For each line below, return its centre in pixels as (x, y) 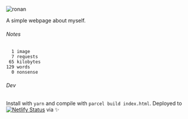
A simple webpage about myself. (46, 20)
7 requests (25, 57)
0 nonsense (25, 72)
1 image (21, 52)
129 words (18, 67)
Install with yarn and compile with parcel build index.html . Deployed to (94, 104)
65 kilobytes (25, 62)
